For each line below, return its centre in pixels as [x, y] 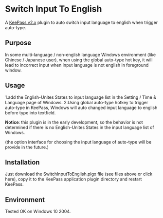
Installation [22, 162]
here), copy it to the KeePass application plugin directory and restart [73, 179]
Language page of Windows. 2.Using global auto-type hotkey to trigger [77, 102]
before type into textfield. [30, 112]
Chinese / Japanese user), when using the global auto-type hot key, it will [79, 60]
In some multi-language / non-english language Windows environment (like [81, 54]
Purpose [18, 43]
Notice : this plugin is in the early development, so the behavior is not [74, 122]
